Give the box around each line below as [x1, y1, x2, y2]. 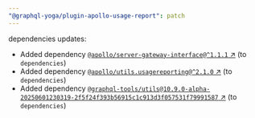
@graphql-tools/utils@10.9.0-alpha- [87, 85, 211, 93]
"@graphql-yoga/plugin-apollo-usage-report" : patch [8, 11, 185, 20]
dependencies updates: [8, 34, 87, 43]
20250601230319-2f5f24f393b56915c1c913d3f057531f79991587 [19, 93, 219, 101]
